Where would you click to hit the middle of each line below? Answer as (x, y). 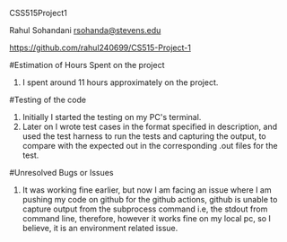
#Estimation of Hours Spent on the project (87, 65)
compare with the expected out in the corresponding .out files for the (150, 146)
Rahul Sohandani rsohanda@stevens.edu (85, 30)
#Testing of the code (48, 99)
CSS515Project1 (38, 13)
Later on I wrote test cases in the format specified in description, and (150, 126)
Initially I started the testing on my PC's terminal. (112, 117)
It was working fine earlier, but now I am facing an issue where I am (147, 190)
